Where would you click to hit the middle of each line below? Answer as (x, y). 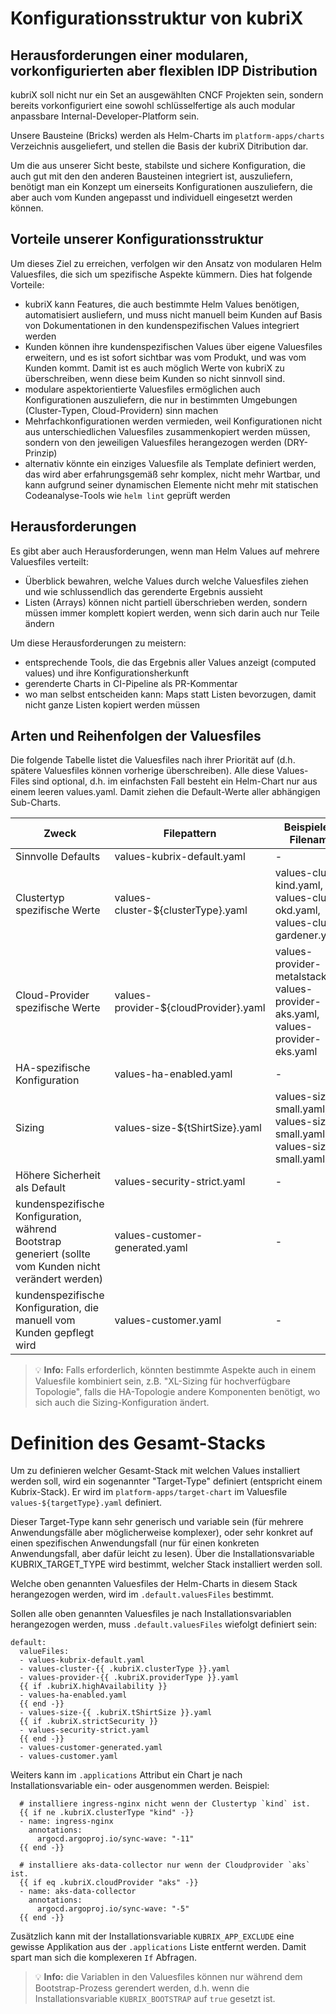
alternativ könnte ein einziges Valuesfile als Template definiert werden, (170, 463)
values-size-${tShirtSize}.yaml (188, 1128)
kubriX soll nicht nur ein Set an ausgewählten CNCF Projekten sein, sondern (167, 95)
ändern (39, 623)
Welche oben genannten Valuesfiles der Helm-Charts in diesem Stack (154, 1584)
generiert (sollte (53, 1254)
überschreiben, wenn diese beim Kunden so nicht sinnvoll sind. (155, 378)
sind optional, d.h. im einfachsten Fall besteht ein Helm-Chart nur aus (174, 781)
